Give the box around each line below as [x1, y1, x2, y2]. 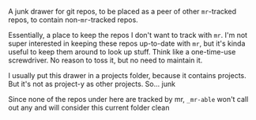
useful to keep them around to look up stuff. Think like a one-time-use [8, 47, 236, 56]
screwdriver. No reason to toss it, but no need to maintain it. [8, 55, 203, 65]
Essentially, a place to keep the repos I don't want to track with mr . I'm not [8, 31, 247, 39]
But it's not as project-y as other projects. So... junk [8, 79, 176, 88]
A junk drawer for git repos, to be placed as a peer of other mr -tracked [8, 7, 237, 16]
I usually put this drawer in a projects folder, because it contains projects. [8, 71, 247, 80]
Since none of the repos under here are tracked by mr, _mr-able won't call [8, 95, 249, 103]
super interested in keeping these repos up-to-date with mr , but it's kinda [8, 39, 246, 48]
